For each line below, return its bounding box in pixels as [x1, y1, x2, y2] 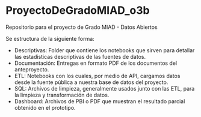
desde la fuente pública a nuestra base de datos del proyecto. [14, 79, 169, 86]
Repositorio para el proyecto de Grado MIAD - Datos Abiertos [5, 23, 158, 31]
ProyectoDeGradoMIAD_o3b [5, 4, 150, 17]
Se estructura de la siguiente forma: [5, 35, 94, 42]
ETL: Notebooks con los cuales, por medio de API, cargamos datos [14, 72, 181, 79]
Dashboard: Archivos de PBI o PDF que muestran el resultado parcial [14, 97, 185, 105]
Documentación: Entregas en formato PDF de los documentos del [14, 59, 178, 67]
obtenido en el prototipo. [14, 104, 76, 111]
